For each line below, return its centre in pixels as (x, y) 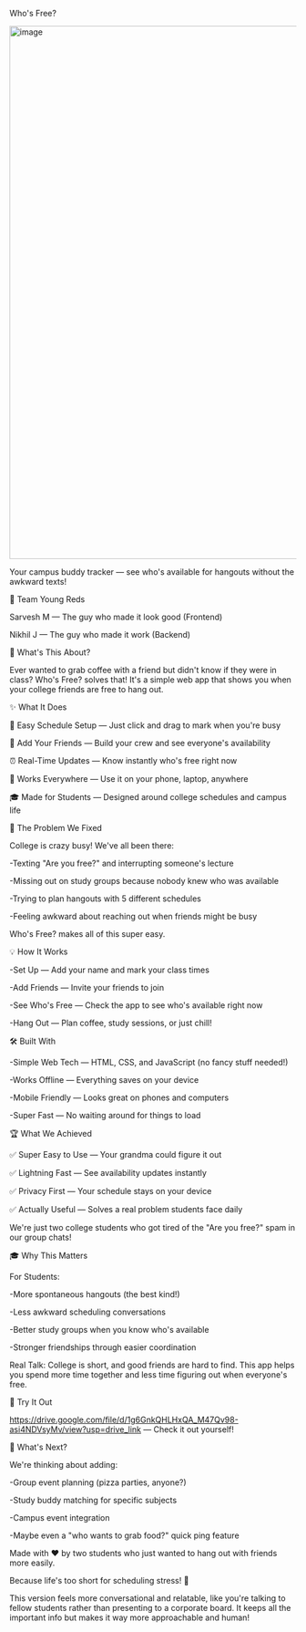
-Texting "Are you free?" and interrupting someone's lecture (122, 863)
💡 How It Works (39, 951)
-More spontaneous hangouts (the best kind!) (95, 1294)
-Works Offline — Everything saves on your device (104, 1080)
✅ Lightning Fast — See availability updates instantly (108, 1173)
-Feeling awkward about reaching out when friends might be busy (133, 916)
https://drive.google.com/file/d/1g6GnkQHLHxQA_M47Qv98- (124, 1419)
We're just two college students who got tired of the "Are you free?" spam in (153, 1227)
